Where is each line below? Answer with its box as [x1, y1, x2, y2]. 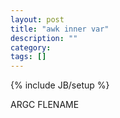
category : [10, 42, 52, 53]
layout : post [10, 14, 65, 25]
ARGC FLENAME [10, 99, 80, 111]
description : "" [10, 33, 78, 43]
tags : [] [10, 52, 47, 62]
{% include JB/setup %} [10, 79, 110, 91]
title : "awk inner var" [10, 24, 110, 34]
